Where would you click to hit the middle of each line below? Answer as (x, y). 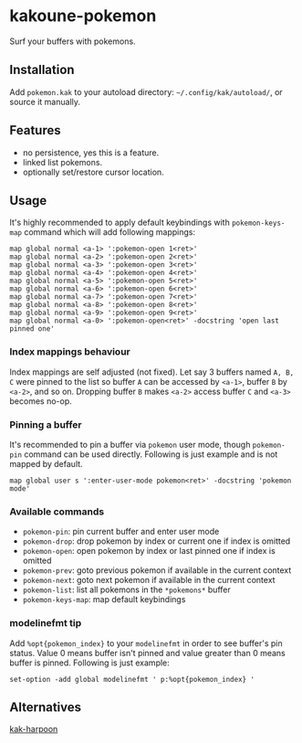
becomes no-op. (41, 401)
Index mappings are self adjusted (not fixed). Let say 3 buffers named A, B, (152, 372)
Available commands (57, 511)
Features (35, 130)
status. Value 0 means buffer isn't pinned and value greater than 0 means (147, 653)
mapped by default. (47, 463)
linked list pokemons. (62, 162)
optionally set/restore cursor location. (93, 172)
